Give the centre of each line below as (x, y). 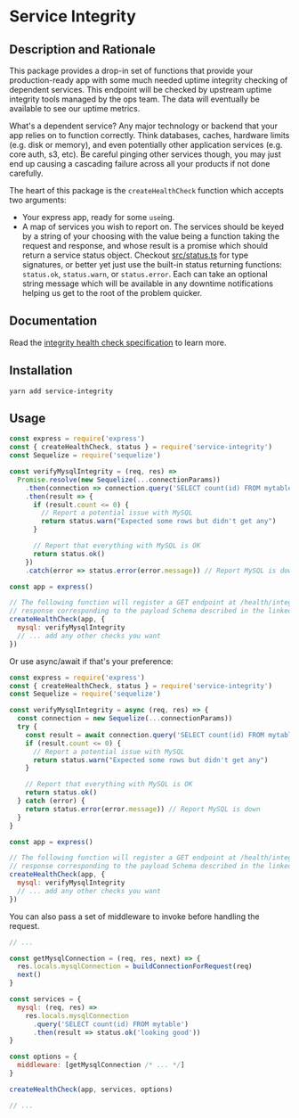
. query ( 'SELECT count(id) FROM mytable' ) (111, 1024)
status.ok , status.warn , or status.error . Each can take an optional (145, 274)
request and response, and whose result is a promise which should (145, 246)
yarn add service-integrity (61, 391)
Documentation (53, 321)
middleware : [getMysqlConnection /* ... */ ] (101, 1065)
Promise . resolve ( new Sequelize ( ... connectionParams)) (119, 480)
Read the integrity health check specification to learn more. (118, 342)
